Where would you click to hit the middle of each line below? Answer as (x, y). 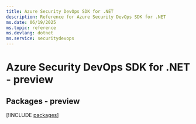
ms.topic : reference (31, 28)
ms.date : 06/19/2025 (31, 22)
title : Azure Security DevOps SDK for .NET (60, 11)
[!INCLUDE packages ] (32, 115)
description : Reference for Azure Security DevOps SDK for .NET (86, 17)
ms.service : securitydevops (40, 38)
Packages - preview (43, 101)
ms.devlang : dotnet (30, 33)
